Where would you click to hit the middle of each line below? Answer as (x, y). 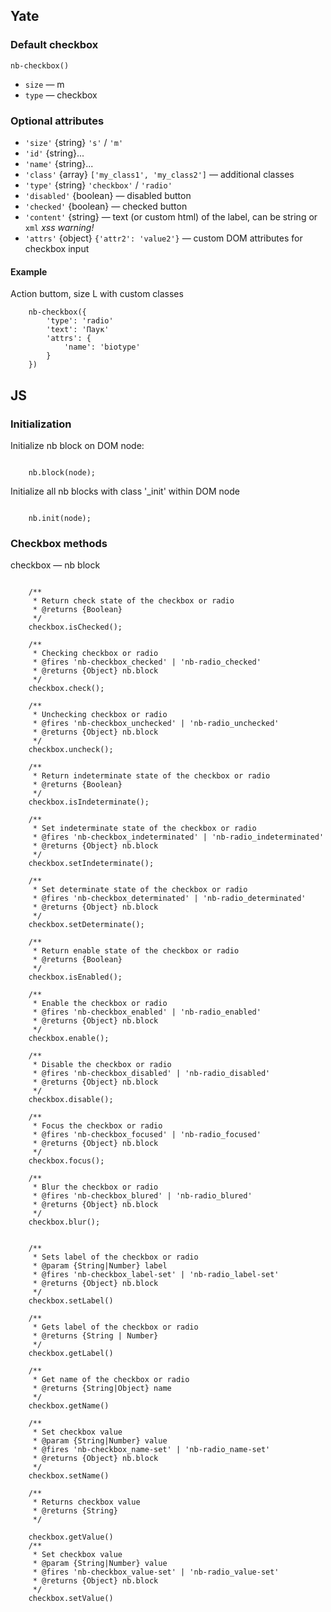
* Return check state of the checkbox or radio (133, 601)
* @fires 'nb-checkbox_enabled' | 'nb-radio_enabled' (147, 1012)
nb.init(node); (60, 518)
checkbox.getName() (69, 1406)
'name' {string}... (59, 163)
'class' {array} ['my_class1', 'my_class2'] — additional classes (159, 174)
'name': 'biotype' (102, 347)
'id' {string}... (54, 153)
